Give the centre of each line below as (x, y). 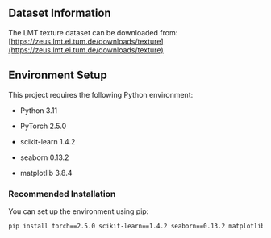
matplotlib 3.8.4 (46, 173)
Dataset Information (60, 13)
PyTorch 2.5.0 (43, 126)
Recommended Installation (62, 194)
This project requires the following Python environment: (101, 94)
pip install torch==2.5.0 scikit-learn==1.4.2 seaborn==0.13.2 (117, 226)
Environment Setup (58, 75)
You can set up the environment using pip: (79, 211)
